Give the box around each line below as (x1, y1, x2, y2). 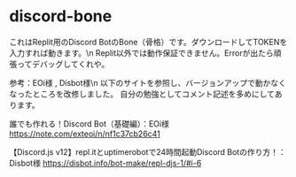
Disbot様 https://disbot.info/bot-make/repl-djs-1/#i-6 (9, 158, 202, 168)
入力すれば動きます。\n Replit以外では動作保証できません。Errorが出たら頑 (9, 47, 282, 58)
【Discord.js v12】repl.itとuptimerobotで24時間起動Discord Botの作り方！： (9, 146, 286, 157)
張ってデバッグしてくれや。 (9, 58, 110, 69)
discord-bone (9, 6, 113, 27)
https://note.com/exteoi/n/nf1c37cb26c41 (9, 128, 161, 139)
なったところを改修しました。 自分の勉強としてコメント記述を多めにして (9, 88, 275, 99)
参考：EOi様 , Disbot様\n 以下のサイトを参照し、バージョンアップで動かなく (9, 77, 286, 88)
